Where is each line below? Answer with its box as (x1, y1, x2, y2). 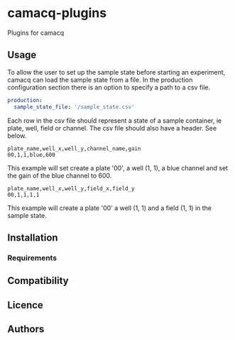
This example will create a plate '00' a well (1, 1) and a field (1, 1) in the (7, 204, 212, 212)
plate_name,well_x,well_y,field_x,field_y (7, 185, 135, 192)
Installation (7, 231, 58, 243)
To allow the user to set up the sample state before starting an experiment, (7, 67, 226, 76)
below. (7, 131, 27, 140)
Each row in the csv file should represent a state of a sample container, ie (7, 116, 222, 125)
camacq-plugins (7, 5, 107, 21)
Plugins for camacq (7, 28, 65, 37)
